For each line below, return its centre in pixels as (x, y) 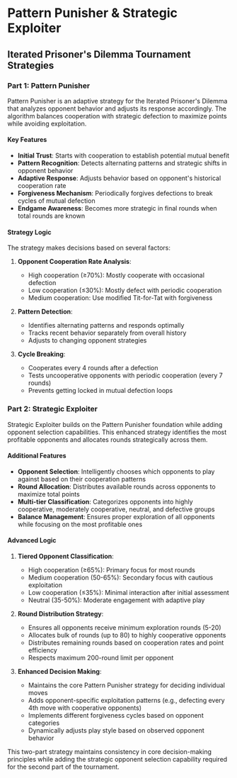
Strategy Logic (29, 232)
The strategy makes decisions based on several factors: (89, 248)
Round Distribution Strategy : (60, 613)
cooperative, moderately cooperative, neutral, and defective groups (116, 509)
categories (44, 723)
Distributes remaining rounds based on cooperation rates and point (126, 643)
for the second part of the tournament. (64, 767)
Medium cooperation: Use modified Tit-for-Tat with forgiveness (120, 298)
